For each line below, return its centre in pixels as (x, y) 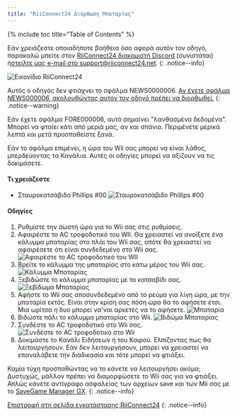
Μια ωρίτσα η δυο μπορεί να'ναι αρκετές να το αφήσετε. (102, 310)
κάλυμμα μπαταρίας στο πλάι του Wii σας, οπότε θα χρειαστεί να (114, 242)
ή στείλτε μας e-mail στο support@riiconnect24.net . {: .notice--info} (106, 63)
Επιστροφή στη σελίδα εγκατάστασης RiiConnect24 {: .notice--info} (107, 405)
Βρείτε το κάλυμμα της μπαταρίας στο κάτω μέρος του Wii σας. (111, 265)
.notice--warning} (34, 105)
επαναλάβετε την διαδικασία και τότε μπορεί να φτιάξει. (101, 355)
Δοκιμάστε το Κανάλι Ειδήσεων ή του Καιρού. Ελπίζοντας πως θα (114, 340)
